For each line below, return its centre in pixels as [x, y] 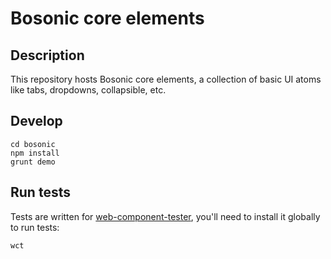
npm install [35, 153]
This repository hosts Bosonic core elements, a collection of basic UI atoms [166, 79]
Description [47, 55]
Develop [36, 121]
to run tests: [35, 227]
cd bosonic [33, 144]
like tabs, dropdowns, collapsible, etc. [88, 90]
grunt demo [33, 162]
